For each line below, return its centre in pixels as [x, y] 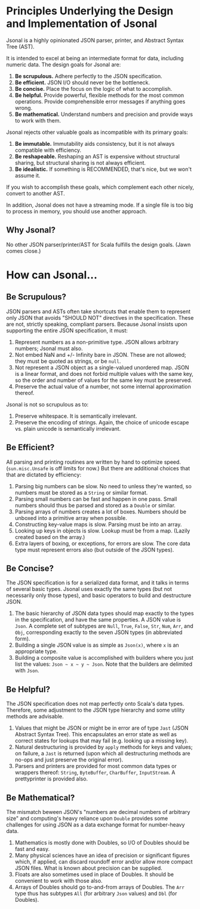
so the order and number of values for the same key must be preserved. [103, 380]
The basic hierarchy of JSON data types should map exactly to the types [104, 613]
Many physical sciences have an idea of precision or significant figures [102, 855]
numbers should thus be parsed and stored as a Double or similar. [95, 505]
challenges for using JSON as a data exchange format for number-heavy [96, 825]
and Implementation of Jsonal [82, 24]
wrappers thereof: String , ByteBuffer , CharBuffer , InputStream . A [95, 773]
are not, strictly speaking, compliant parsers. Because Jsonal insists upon [97, 324]
